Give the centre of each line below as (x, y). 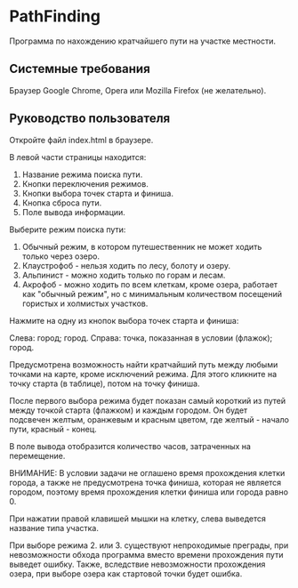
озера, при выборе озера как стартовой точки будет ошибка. (126, 573)
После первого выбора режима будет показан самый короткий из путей (148, 400)
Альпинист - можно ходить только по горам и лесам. (124, 275)
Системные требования (80, 69)
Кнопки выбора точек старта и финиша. (97, 193)
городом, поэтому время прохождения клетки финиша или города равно (149, 492)
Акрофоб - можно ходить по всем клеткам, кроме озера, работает (150, 284)
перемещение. (37, 455)
